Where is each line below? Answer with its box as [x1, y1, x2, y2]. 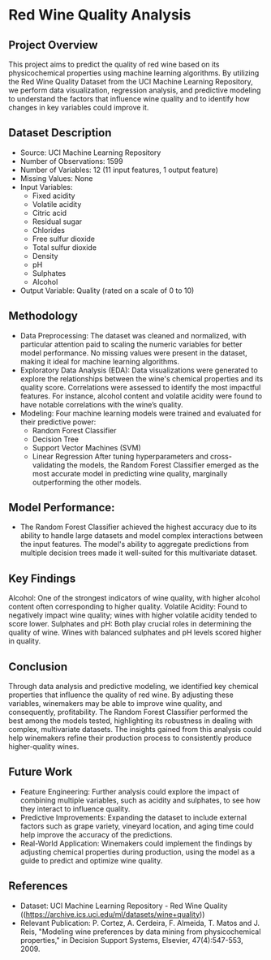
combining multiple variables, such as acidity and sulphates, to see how [19, 795, 261, 805]
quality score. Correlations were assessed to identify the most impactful [19, 382, 261, 392]
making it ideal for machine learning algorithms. [19, 356, 180, 366]
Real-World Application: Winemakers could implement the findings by [19, 838, 253, 848]
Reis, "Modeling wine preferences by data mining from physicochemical [19, 927, 261, 936]
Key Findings [8, 571, 76, 585]
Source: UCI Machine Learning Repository [19, 148, 161, 157]
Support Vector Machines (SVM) [32, 442, 141, 452]
